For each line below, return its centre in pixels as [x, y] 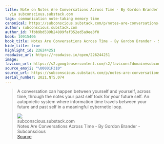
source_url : [17, 73]
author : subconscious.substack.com [41, 28]
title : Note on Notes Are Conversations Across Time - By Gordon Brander [82, 9]
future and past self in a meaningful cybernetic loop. [70, 107]
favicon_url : [18, 64]
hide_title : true [23, 46]
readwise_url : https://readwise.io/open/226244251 [58, 55]
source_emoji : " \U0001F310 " [34, 69]
